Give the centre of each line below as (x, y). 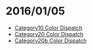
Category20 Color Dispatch (49, 34)
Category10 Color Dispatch (48, 28)
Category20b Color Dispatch (50, 40)
